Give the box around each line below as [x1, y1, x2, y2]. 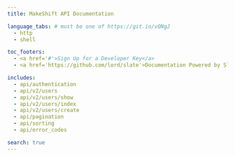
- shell [13, 36, 36, 43]
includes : [7, 74, 36, 81]
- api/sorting [13, 120, 55, 127]
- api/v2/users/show [13, 94, 73, 101]
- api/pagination [13, 114, 64, 121]
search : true [7, 139, 45, 146]
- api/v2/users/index [13, 100, 77, 107]
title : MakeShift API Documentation [7, 10, 114, 18]
